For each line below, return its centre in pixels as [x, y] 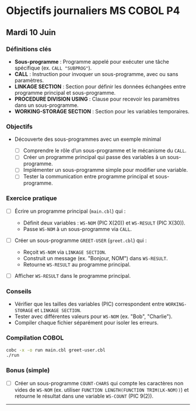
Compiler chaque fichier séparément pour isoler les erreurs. [86, 323]
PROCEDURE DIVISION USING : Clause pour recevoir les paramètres [97, 99]
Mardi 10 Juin [31, 32]
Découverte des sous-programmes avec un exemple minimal [88, 139]
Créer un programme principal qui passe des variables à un [94, 157]
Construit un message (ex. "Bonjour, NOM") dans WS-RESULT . [95, 258]
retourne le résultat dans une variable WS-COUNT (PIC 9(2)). [84, 396]
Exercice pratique [32, 198]
